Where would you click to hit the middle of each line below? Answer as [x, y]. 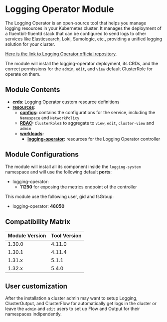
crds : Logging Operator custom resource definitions [66, 102]
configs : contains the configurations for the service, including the [87, 112]
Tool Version [66, 236]
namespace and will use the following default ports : [59, 172]
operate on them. [23, 74]
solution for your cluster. [30, 44]
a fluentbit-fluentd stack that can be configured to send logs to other [76, 33]
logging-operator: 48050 [38, 206]
